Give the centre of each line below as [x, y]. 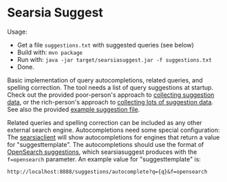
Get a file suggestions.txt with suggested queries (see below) [106, 45]
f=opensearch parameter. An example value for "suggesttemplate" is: [104, 159]
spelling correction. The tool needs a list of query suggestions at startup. [110, 87]
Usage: [17, 32]
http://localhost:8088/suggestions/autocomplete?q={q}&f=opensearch [107, 172]
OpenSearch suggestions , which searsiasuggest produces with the [102, 152]
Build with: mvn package [50, 52]
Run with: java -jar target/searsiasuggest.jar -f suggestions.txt [114, 59]
